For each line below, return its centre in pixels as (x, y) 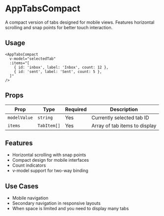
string (45, 117)
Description (124, 109)
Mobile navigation (30, 198)
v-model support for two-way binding (50, 171)
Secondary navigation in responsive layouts (56, 203)
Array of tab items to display (124, 125)
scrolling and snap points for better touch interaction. (59, 27)
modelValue (20, 117)
